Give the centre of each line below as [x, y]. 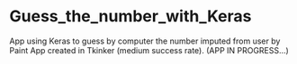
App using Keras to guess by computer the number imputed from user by [145, 41]
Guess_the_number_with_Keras [130, 16]
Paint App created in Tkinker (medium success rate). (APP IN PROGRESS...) [149, 50]
